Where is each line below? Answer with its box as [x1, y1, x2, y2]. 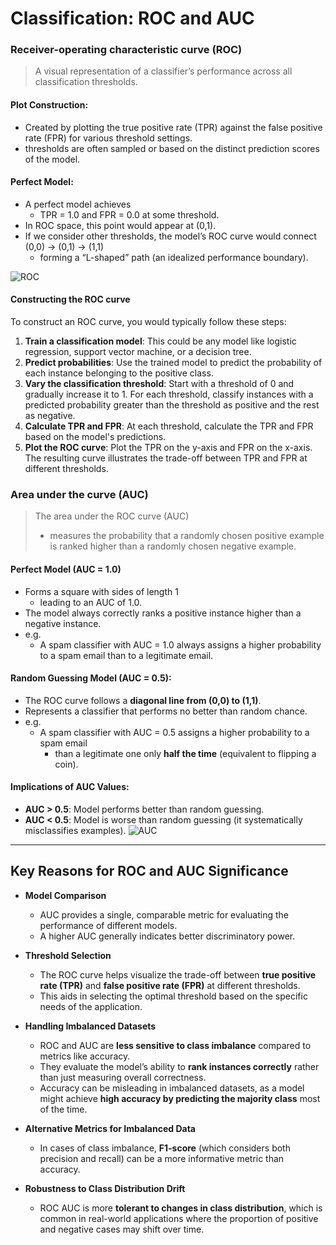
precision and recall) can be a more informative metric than [39, 1152, 285, 1164]
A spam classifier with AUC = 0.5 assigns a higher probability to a [39, 726, 310, 738]
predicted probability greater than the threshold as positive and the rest [24, 399, 320, 411]
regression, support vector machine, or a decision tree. [24, 346, 252, 358]
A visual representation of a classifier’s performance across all [34, 65, 293, 77]
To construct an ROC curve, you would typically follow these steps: [10, 316, 287, 328]
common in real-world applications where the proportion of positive [39, 1212, 319, 1224]
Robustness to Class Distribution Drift [24, 1182, 186, 1194]
